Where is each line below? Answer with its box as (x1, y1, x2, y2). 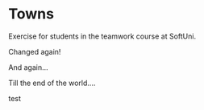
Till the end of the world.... (8, 78, 96, 88)
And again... (8, 62, 48, 72)
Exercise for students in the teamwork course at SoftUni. (8, 31, 196, 41)
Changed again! (8, 47, 61, 56)
